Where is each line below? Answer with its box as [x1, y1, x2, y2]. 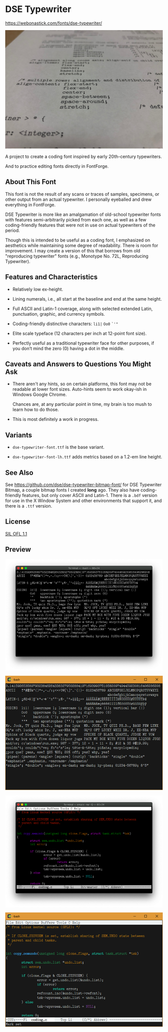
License [5, 518, 30, 526]
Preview [5, 545, 31, 554]
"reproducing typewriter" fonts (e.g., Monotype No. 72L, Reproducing [5, 253, 148, 259]
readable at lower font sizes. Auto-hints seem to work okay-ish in [12, 386, 147, 392]
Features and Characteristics [5, 273, 98, 282]
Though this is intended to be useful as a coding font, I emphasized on [5, 237, 150, 243]
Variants [5, 431, 32, 439]
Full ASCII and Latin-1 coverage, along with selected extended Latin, [12, 306, 153, 312]
